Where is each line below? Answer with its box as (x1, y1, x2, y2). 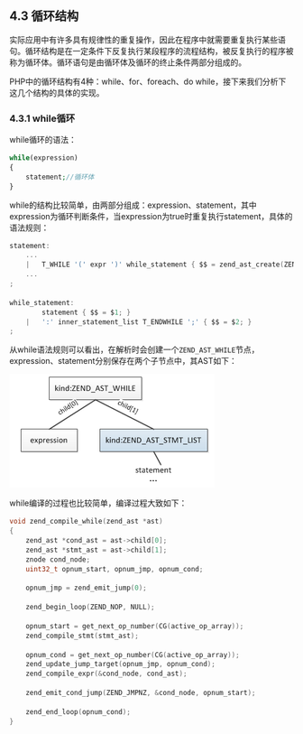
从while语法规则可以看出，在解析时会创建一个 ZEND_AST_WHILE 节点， (9, 344, 260, 355)
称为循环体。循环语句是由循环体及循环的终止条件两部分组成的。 (9, 57, 246, 68)
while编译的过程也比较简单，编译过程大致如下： (9, 497, 188, 508)
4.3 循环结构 (9, 8, 79, 24)
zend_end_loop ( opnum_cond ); (25, 707, 131, 716)
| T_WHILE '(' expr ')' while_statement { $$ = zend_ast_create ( (25, 260, 284, 269)
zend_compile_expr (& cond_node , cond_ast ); (25, 669, 188, 679)
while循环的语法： (9, 135, 77, 145)
